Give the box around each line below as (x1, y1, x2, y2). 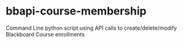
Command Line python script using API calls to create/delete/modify (5, 24, 178, 31)
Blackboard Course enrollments (5, 30, 85, 38)
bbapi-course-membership (5, 4, 147, 18)
